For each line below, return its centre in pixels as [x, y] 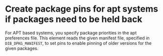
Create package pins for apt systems [81, 9]
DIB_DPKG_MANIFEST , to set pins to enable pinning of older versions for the [78, 43]
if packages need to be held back [74, 19]
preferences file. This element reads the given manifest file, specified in [77, 38]
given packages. [22, 48]
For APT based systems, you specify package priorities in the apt [71, 33]
